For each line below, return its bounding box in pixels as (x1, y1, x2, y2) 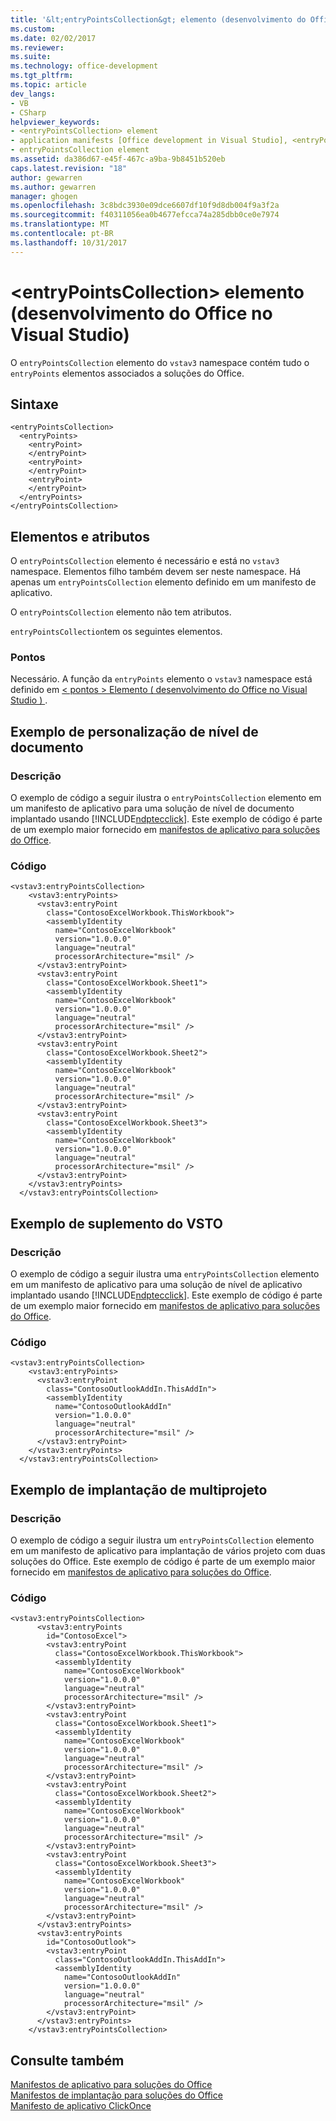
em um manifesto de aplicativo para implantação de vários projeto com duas (10, 1545, 326, 1557)
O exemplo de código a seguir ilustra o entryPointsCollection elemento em (10, 792, 322, 804)
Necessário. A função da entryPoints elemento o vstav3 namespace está (10, 673, 313, 685)
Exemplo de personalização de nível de (10, 723, 259, 740)
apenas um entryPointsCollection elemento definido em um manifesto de (10, 576, 317, 588)
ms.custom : (10, 24, 56, 34)
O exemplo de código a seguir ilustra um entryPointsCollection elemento (10, 1534, 315, 1546)
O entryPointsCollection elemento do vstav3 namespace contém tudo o (10, 356, 310, 368)
